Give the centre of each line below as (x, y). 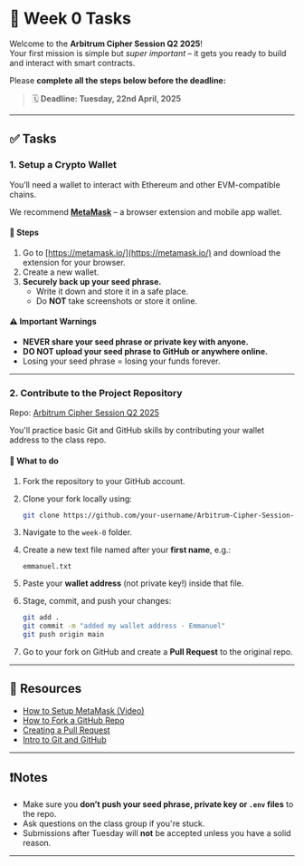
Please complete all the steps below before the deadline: (118, 80)
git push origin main (63, 635)
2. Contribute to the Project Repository (96, 393)
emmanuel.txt (47, 567)
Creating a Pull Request (66, 730)
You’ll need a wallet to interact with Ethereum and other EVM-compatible (145, 184)
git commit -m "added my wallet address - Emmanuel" (124, 626)
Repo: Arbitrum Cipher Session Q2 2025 (85, 413)
